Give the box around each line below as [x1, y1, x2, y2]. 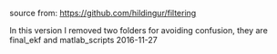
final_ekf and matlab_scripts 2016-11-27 [9, 35, 158, 45]
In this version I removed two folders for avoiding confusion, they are [9, 25, 269, 35]
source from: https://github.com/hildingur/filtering [9, 8, 197, 18]
